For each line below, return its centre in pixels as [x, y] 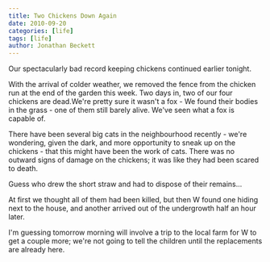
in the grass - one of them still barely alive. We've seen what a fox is [122, 110]
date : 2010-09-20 [37, 23]
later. [17, 217]
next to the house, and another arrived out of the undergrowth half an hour [132, 208]
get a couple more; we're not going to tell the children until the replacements [135, 241]
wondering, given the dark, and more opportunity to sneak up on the [122, 143]
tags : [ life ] [30, 38]
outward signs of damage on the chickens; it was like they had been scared [134, 160]
